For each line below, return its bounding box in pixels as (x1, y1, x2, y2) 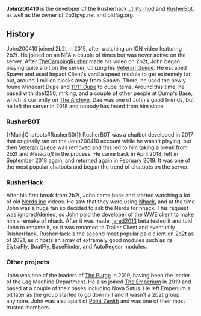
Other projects (6, 258, 50, 267)
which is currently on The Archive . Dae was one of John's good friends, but (6, 96, 194, 103)
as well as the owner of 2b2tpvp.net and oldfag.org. (6, 11, 135, 19)
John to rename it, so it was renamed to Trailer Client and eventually (6, 224, 176, 231)
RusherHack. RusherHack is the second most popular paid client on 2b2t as (6, 230, 194, 237)
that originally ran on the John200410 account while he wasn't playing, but (6, 138, 191, 145)
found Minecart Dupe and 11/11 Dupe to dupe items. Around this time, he (6, 83, 185, 90)
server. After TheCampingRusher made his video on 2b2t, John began (6, 57, 181, 65)
